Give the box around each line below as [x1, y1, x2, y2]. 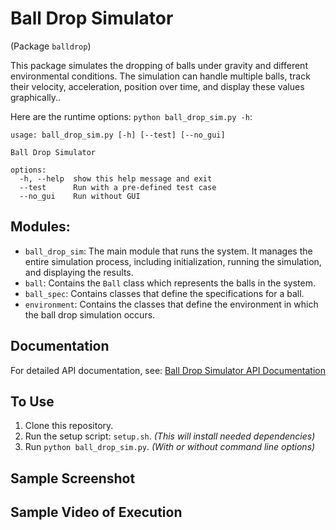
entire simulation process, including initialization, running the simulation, [24, 255, 322, 267]
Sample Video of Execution [10, 504, 183, 521]
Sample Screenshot [10, 470, 136, 487]
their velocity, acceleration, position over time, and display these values [10, 80, 305, 92]
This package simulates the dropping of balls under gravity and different [10, 59, 308, 71]
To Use [10, 393, 55, 410]
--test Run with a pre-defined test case [19, 182, 217, 192]
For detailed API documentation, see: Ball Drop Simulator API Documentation [10, 364, 326, 376]
